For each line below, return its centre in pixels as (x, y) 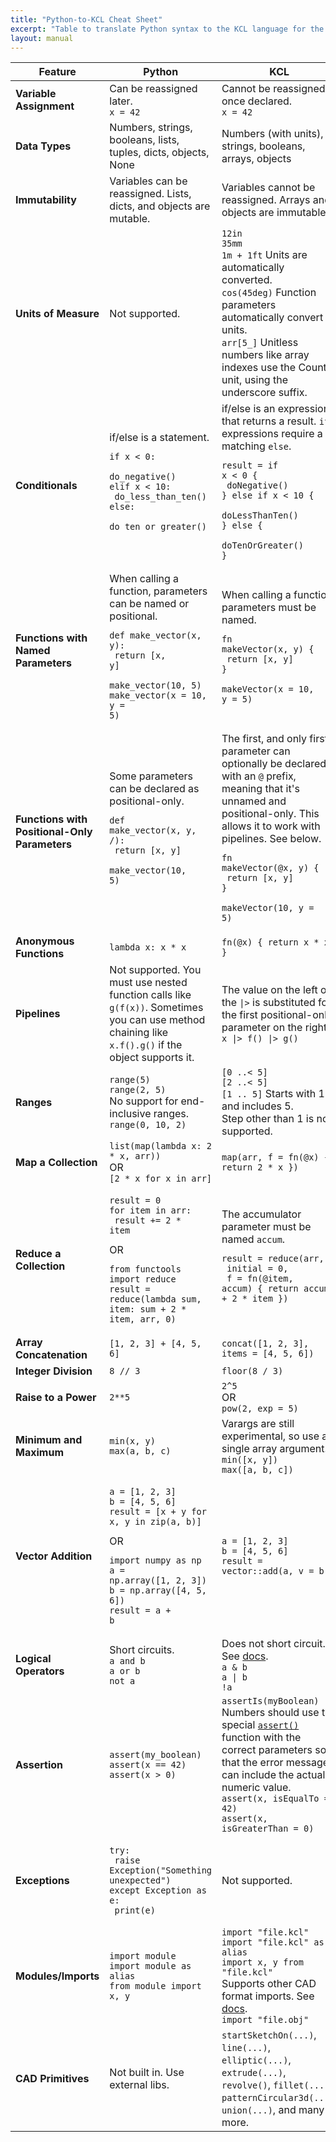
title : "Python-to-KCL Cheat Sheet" (86, 19)
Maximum (39, 1453)
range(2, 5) (138, 1090)
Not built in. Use (147, 2073)
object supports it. (152, 1058)
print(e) (135, 1910)
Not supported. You (155, 970)
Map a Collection (56, 1163)
